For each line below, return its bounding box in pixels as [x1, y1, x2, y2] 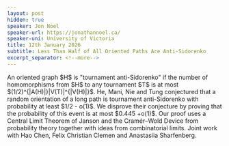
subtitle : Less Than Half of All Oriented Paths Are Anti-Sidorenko [7, 48, 206, 55]
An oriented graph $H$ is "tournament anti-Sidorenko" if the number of [7, 73, 208, 81]
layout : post [7, 10, 44, 17]
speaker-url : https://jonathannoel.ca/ [7, 29, 121, 36]
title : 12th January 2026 [7, 42, 81, 48]
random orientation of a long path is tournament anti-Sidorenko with [7, 95, 199, 103]
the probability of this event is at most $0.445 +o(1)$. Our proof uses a [7, 109, 206, 117]
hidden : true [7, 16, 44, 23]
